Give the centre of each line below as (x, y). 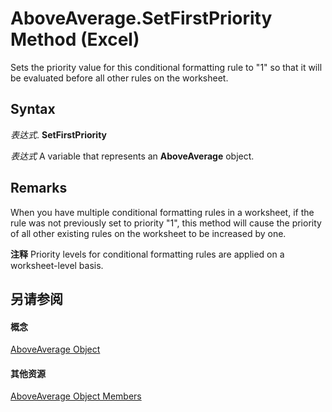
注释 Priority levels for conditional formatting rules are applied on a (147, 254)
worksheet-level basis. (57, 265)
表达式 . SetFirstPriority (58, 134)
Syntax (33, 109)
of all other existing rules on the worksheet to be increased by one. (148, 233)
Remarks (39, 188)
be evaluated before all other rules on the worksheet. (119, 78)
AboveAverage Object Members (76, 396)
